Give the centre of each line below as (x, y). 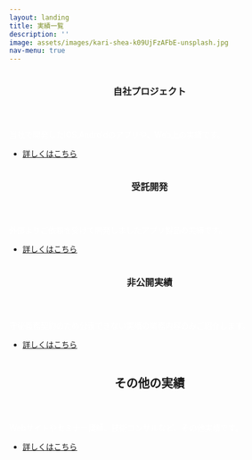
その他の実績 (150, 384)
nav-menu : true (37, 51)
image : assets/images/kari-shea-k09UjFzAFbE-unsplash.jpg (119, 42)
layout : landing (39, 17)
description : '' (39, 34)
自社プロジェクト (150, 92)
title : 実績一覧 (37, 26)
